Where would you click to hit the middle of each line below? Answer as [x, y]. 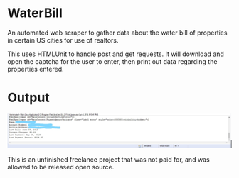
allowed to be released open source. [61, 167]
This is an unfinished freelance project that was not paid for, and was [108, 159]
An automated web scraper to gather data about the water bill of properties [117, 33]
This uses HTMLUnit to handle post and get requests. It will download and [116, 54]
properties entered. [36, 69]
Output [28, 98]
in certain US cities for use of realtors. [63, 40]
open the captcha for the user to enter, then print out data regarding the [112, 61]
